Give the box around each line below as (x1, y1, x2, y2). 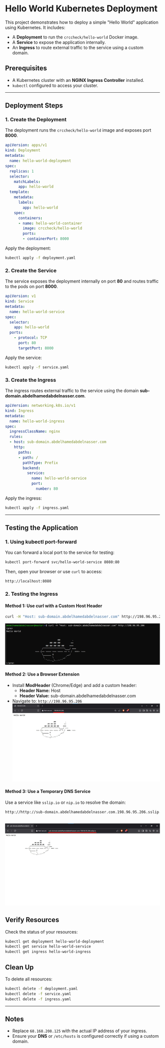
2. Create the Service (5, 267, 57, 274)
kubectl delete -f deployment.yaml (5, 986, 78, 991)
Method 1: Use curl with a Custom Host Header (5, 603, 102, 609)
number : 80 (36, 486, 58, 491)
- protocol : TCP (14, 335, 48, 340)
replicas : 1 (9, 169, 34, 174)
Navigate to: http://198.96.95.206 (12, 698, 82, 704)
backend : (23, 466, 41, 470)
